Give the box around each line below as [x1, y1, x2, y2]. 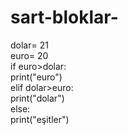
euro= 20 [10, 49, 49, 61]
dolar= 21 [10, 39, 49, 51]
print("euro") [10, 71, 63, 83]
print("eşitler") [10, 113, 70, 125]
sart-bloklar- [10, 6, 119, 29]
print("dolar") [10, 92, 65, 104]
